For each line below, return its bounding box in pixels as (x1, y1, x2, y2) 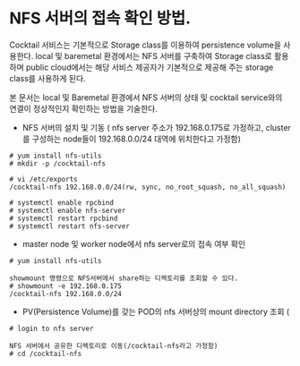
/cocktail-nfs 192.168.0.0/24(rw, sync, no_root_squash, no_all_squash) (9, 183, 287, 192)
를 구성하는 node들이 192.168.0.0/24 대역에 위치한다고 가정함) (21, 133, 242, 144)
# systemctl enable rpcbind (9, 198, 115, 207)
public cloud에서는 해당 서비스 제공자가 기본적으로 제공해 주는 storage (25, 62, 274, 72)
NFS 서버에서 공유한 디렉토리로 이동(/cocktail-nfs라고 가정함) (9, 341, 219, 350)
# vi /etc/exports (9, 174, 78, 183)
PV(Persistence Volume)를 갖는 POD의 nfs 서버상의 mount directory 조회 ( (21, 306, 290, 317)
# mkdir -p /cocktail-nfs (9, 158, 106, 168)
